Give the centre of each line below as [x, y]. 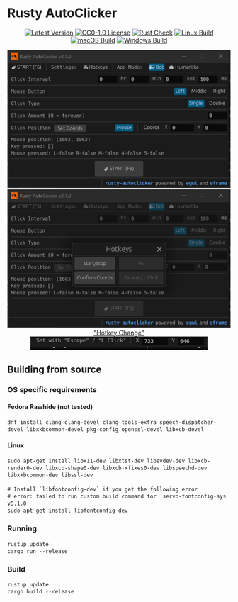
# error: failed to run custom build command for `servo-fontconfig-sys [117, 497]
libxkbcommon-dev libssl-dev [50, 475]
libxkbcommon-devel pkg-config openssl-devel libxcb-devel [115, 430]
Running [22, 528]
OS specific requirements [52, 389]
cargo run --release [38, 551]
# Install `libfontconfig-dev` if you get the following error [103, 490]
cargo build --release [41, 591]
